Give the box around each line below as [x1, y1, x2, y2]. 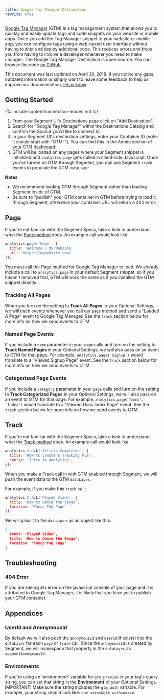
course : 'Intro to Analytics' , [9, 458, 73, 463]
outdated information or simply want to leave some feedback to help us [5, 76, 149, 82]
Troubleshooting [5, 559, 57, 567]
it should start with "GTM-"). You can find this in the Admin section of [12, 139, 153, 145]
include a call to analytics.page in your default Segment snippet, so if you [5, 269, 154, 275]
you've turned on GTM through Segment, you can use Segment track [12, 160, 153, 165]
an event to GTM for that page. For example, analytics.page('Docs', [5, 396, 144, 402]
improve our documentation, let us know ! [5, 81, 88, 87]
